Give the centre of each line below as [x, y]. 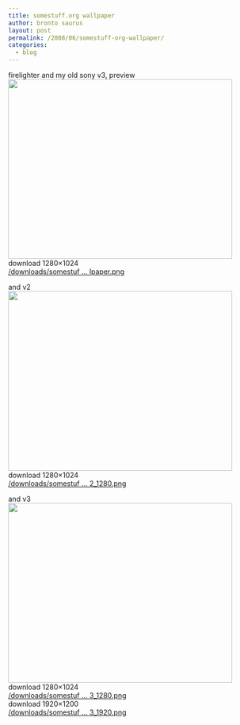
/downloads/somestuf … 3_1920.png [67, 712]
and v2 [20, 287]
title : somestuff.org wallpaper [61, 15]
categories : [28, 45]
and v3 [20, 499]
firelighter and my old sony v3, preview [72, 75]
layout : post [30, 30]
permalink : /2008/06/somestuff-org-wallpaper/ [86, 38]
